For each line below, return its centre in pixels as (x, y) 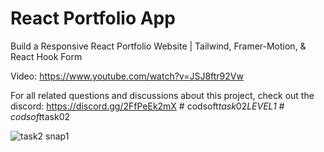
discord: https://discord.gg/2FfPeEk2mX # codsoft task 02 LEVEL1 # (147, 106)
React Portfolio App (93, 18)
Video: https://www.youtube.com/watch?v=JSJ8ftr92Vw (127, 76)
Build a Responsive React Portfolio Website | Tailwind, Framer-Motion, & (158, 46)
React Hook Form (46, 56)
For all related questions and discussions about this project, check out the (162, 95)
